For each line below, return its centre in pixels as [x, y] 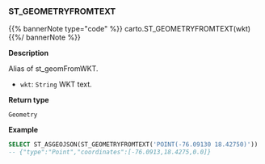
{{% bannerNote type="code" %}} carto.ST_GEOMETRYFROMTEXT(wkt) [130, 29]
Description [29, 53]
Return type [29, 100]
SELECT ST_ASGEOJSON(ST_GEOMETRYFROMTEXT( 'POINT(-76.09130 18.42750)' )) [133, 145]
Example [23, 130]
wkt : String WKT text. [56, 84]
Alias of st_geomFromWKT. [53, 69]
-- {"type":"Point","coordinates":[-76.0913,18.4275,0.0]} [110, 152]
